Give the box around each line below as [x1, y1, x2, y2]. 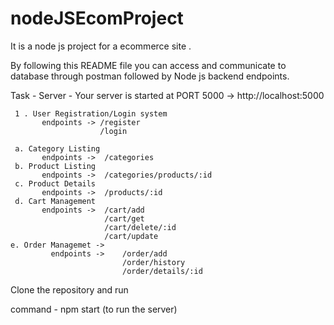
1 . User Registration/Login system [14, 108, 168, 119]
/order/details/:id [121, 266, 203, 276]
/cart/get [104, 213, 145, 224]
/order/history [121, 257, 186, 267]
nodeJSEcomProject [10, 7, 184, 30]
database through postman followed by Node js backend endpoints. [10, 70, 290, 82]
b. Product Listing [14, 161, 97, 171]
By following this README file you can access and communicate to [10, 59, 287, 71]
